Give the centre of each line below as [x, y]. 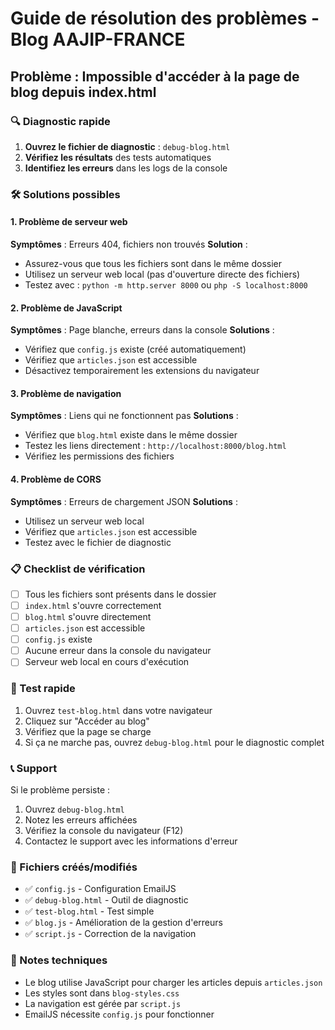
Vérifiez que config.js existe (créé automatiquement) [135, 349]
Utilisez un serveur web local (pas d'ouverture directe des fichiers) [162, 274]
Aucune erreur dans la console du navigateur [118, 651]
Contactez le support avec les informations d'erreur [131, 841]
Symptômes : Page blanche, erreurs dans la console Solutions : [142, 330]
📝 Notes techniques [59, 960]
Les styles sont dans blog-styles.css [102, 993]
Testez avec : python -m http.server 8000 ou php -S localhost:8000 [166, 285]
